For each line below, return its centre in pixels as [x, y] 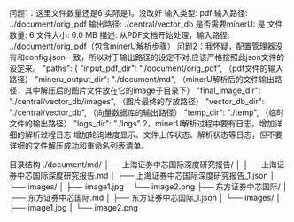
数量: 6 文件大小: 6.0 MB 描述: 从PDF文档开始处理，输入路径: [120, 35]
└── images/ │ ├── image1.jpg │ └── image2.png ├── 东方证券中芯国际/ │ [148, 187]
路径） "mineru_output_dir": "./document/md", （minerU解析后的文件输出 [142, 79]
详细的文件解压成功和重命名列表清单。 [79, 145]
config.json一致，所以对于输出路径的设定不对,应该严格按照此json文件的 [155, 57]
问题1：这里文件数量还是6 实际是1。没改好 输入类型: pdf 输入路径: [128, 13]
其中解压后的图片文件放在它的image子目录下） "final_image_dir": [143, 90]
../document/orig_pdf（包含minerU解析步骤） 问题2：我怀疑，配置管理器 [142, 46]
